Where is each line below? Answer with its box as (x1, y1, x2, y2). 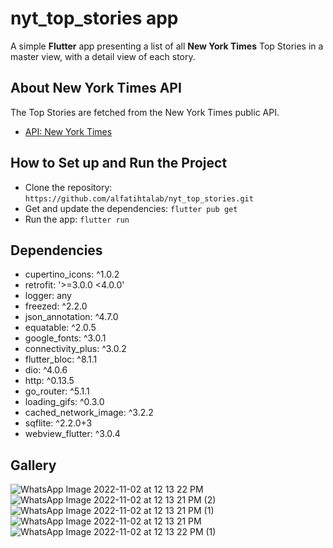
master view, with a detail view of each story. (10, 50, 196, 62)
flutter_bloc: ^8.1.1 (24, 353, 98, 366)
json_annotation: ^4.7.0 (24, 311, 119, 323)
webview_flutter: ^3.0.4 (24, 428, 121, 440)
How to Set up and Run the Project (10, 155, 228, 172)
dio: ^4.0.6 (24, 364, 68, 376)
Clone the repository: (24, 181, 113, 193)
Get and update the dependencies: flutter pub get (24, 202, 238, 214)
